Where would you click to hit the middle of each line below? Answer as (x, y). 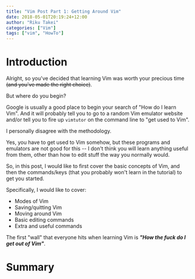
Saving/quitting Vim (38, 208)
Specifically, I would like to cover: (46, 190)
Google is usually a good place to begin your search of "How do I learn (91, 107)
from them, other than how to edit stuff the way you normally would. (88, 155)
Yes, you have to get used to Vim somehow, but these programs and (88, 142)
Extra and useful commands (48, 226)
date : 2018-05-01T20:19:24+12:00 (47, 17)
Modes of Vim (31, 201)
